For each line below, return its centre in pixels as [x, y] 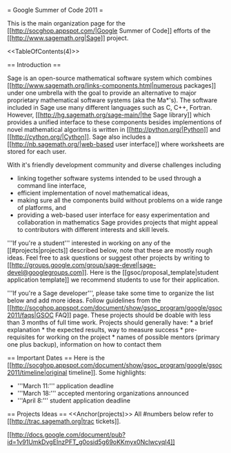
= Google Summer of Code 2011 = [55, 10]
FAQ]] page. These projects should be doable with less [133, 315]
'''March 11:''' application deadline [65, 386]
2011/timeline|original [37, 373]
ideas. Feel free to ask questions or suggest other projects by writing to [109, 258]
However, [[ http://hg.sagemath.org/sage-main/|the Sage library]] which [109, 115]
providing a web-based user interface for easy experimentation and [113, 215]
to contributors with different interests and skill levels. [93, 230]
